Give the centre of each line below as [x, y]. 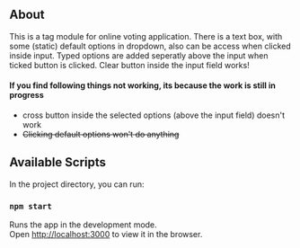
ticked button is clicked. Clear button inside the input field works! [129, 65]
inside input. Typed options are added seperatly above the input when [139, 55]
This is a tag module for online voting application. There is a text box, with [146, 36]
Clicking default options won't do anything [101, 135]
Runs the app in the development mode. [83, 225]
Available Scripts [57, 162]
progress [26, 95]
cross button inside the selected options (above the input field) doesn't [154, 115]
